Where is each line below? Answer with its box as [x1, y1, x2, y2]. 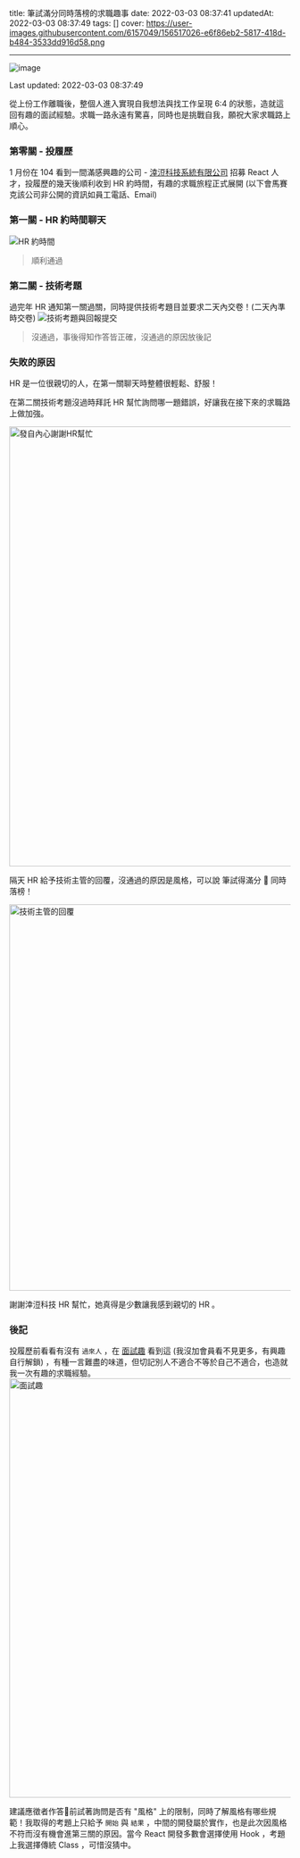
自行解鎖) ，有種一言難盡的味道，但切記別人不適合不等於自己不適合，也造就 [9, 1357, 288, 1368]
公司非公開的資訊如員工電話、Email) [24, 189, 158, 200]
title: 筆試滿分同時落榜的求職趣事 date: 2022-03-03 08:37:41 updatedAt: [9, 8, 274, 18]
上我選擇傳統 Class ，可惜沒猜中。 [9, 1839, 137, 1851]
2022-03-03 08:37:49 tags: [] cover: [9, 18, 145, 29]
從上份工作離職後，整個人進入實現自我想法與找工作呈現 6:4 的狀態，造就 [9, 98, 277, 109]
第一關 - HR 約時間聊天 [9, 213, 107, 226]
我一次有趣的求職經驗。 [9, 1368, 96, 1378]
